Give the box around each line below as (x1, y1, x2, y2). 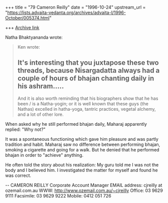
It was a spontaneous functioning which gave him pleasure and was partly (5, 136, 159, 142)
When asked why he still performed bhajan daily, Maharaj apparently (5, 121, 147, 127)
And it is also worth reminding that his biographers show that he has (17, 95, 158, 101)
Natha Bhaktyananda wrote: (5, 35, 63, 40)
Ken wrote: (17, 44, 40, 50)
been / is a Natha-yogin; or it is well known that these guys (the (17, 100, 149, 107)
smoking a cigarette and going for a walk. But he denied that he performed (5, 146, 159, 152)
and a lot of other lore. (17, 111, 64, 117)
